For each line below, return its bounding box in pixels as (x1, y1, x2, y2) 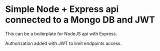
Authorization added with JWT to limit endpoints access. (5, 40, 122, 46)
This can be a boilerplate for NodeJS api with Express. (5, 30, 117, 36)
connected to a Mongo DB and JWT (5, 14, 155, 25)
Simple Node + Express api (5, 3, 119, 15)
